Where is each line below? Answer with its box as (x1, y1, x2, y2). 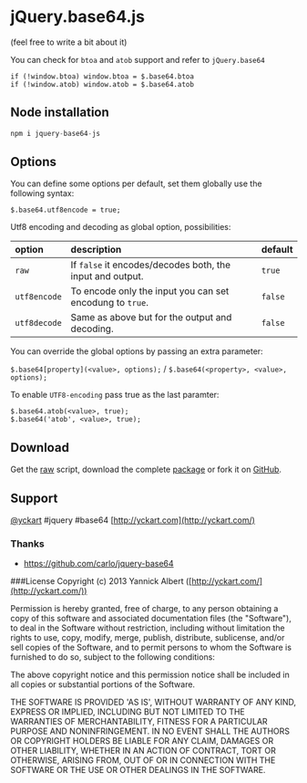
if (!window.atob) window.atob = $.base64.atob (10, 79, 195, 89)
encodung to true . (70, 297, 149, 309)
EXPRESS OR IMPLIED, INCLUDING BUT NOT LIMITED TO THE (10, 706, 245, 717)
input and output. (70, 270, 144, 283)
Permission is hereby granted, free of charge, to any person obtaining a (10, 603, 279, 614)
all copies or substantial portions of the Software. (10, 679, 195, 690)
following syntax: (10, 188, 75, 199)
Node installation (10, 105, 110, 120)
